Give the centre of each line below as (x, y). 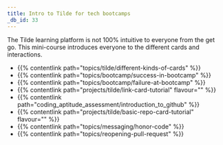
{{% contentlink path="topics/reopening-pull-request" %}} (100, 134)
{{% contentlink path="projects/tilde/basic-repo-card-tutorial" (105, 112)
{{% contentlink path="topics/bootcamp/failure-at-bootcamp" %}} (111, 82)
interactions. (25, 54)
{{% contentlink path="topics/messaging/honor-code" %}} (100, 126)
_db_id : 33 (23, 20)
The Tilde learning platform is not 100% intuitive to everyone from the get (111, 39)
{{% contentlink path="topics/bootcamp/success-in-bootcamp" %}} (114, 75)
